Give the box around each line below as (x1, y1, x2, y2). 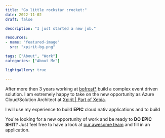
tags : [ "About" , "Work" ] (5, 54, 58, 59)
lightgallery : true (5, 67, 47, 72)
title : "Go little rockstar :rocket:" (5, 7, 87, 13)
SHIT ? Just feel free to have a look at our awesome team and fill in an (5, 121, 150, 127)
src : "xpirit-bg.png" (10, 44, 56, 50)
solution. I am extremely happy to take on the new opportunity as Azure (5, 91, 154, 97)
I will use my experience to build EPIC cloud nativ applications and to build (5, 106, 160, 112)
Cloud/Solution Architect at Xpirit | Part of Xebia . (5, 97, 106, 103)
